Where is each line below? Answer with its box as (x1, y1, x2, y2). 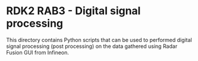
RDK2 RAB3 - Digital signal (6, 4, 141, 18)
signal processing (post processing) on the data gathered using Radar (6, 43, 178, 50)
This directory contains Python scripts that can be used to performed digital (6, 36, 192, 43)
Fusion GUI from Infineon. (6, 49, 70, 56)
